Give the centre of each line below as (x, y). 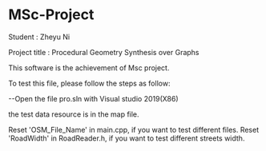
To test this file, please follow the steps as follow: (89, 83)
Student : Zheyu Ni (39, 37)
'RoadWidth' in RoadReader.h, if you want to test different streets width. (127, 138)
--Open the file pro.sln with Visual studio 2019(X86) (93, 98)
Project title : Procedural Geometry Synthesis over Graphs (104, 52)
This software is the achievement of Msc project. (89, 68)
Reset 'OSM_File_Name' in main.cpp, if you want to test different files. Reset (134, 129)
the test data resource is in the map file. (74, 114)
